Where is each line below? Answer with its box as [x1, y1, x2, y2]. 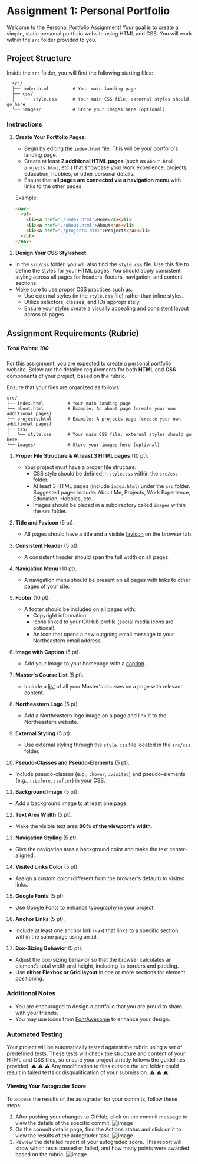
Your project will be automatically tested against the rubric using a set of [6, 1044, 183, 1051]
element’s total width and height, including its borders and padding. [15, 962, 179, 969]
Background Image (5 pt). [15, 788, 79, 795]
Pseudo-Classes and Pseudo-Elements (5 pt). [15, 759, 130, 766]
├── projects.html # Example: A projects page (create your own [6, 416, 181, 422]
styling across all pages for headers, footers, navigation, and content [15, 273, 183, 280]
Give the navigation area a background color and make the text [15, 845, 169, 852]
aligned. [15, 852, 35, 859]
